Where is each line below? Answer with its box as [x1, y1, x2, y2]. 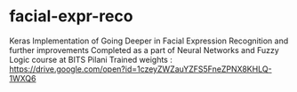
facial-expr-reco [9, 6, 133, 27]
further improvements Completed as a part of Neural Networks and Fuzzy [9, 44, 280, 55]
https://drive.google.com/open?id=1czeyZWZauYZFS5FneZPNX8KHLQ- [9, 64, 273, 74]
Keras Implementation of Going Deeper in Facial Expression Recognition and [9, 35, 289, 46]
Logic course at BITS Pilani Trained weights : [9, 54, 173, 65]
